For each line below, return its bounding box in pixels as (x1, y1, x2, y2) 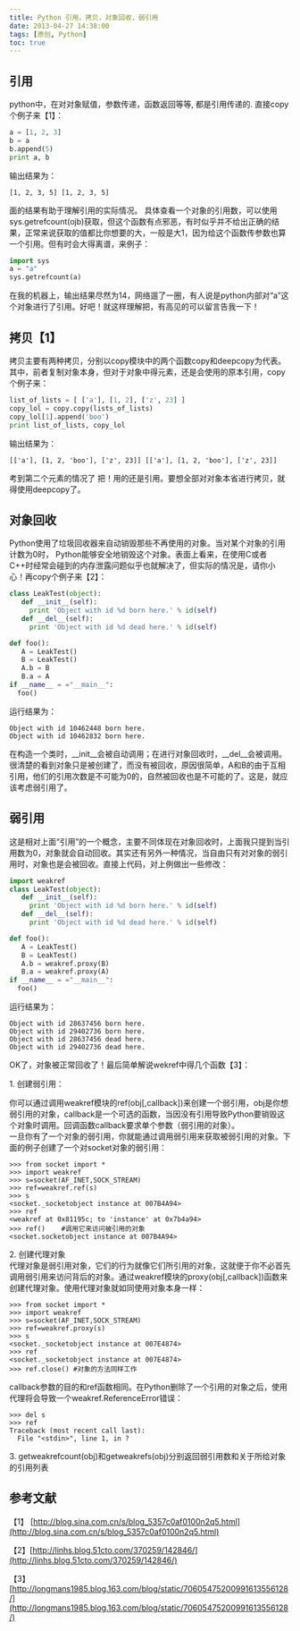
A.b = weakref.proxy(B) (21, 959, 110, 968)
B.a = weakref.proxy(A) (21, 967, 110, 976)
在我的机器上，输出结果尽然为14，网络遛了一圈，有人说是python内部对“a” (9, 290, 281, 301)
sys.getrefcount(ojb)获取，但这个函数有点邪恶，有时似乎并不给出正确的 (9, 216, 272, 226)
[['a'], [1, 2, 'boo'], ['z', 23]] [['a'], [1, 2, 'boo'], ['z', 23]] (9, 455, 278, 465)
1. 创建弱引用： (9, 1079, 64, 1089)
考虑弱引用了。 (16, 782, 72, 793)
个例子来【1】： (9, 110, 64, 121)
